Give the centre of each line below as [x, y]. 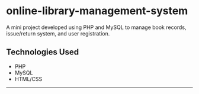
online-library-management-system [97, 11]
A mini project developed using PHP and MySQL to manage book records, [96, 27]
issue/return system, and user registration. [58, 33]
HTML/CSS [28, 79]
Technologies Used [42, 52]
